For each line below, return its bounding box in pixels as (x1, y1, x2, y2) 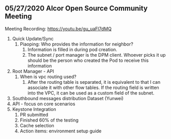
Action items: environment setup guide (19, 128, 102, 134)
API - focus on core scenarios (12, 101, 75, 107)
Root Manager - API (12, 68, 54, 74)
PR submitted (19, 111, 49, 118)
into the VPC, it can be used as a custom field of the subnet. (27, 89, 155, 96)
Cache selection (19, 122, 54, 128)
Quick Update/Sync (12, 35, 54, 41)
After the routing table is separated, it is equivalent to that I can (27, 79, 161, 85)
